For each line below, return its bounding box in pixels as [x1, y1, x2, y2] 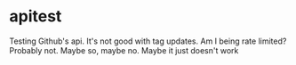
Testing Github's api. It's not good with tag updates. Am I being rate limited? [9, 36, 287, 46]
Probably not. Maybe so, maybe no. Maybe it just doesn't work [9, 45, 239, 55]
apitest [9, 6, 62, 27]
